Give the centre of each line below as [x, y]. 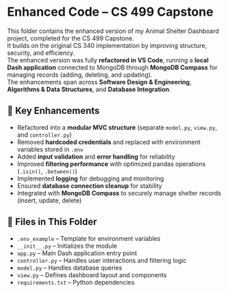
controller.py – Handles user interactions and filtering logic [102, 260]
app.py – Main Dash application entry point [77, 253]
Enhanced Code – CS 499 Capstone [110, 12]
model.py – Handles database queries [69, 268]
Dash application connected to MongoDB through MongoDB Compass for [112, 67]
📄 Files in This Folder [52, 222]
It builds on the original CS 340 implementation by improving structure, [107, 45]
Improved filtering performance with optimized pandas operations [111, 164]
